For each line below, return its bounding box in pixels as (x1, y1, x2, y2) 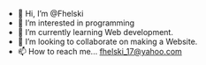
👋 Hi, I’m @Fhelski (17, 9, 84, 18)
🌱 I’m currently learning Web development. (17, 27, 174, 37)
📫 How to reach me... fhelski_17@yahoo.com (17, 47, 183, 56)
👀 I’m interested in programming (17, 18, 135, 28)
